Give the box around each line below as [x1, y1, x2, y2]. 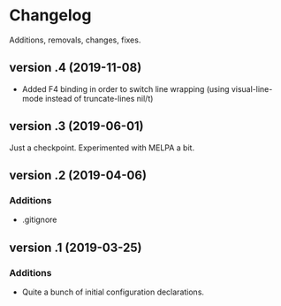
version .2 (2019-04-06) [9, 167, 148, 182]
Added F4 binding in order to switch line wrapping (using [21, 83, 230, 94]
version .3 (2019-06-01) [9, 119, 144, 134]
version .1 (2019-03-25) [9, 240, 142, 255]
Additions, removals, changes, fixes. [9, 34, 141, 45]
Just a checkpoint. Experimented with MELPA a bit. [9, 142, 195, 153]
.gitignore [21, 214, 57, 226]
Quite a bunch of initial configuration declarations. [21, 287, 205, 297]
